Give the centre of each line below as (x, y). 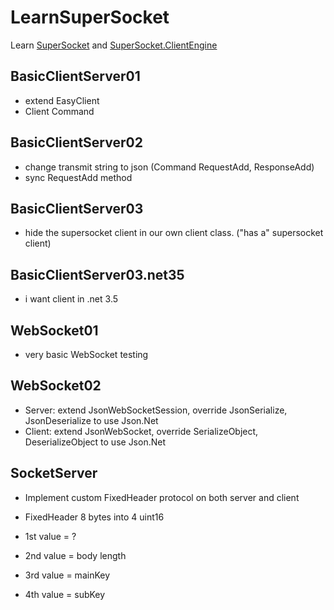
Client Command (59, 111)
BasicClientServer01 (75, 76)
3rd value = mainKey (67, 575)
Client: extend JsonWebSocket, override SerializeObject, (141, 431)
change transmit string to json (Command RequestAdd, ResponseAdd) (169, 167)
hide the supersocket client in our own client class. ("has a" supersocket (174, 233)
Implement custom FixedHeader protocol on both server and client (162, 497)
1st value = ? (50, 536)
